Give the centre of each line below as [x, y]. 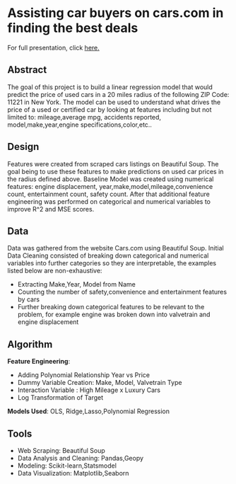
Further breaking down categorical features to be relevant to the [111, 307]
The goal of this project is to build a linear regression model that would [110, 87]
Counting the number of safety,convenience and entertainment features [122, 292]
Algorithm [30, 344]
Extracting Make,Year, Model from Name [76, 284]
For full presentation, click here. [54, 47]
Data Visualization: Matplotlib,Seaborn [73, 473]
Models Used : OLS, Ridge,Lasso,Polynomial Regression [88, 411]
